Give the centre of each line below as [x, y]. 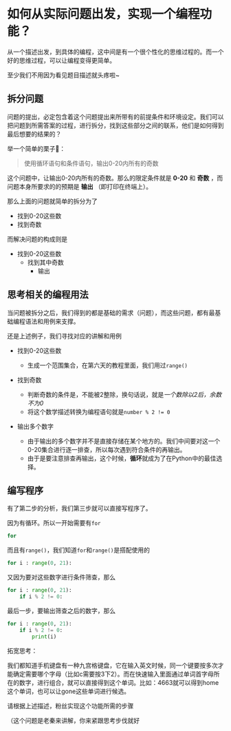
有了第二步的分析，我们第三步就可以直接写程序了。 [79, 508]
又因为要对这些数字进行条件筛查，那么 [61, 577]
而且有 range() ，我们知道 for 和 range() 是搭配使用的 [78, 550]
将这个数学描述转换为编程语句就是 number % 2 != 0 [99, 411]
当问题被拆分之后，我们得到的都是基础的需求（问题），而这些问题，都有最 [111, 312]
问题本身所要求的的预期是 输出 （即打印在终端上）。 [80, 186]
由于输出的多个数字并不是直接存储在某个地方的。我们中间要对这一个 [124, 441]
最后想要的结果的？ [34, 134]
